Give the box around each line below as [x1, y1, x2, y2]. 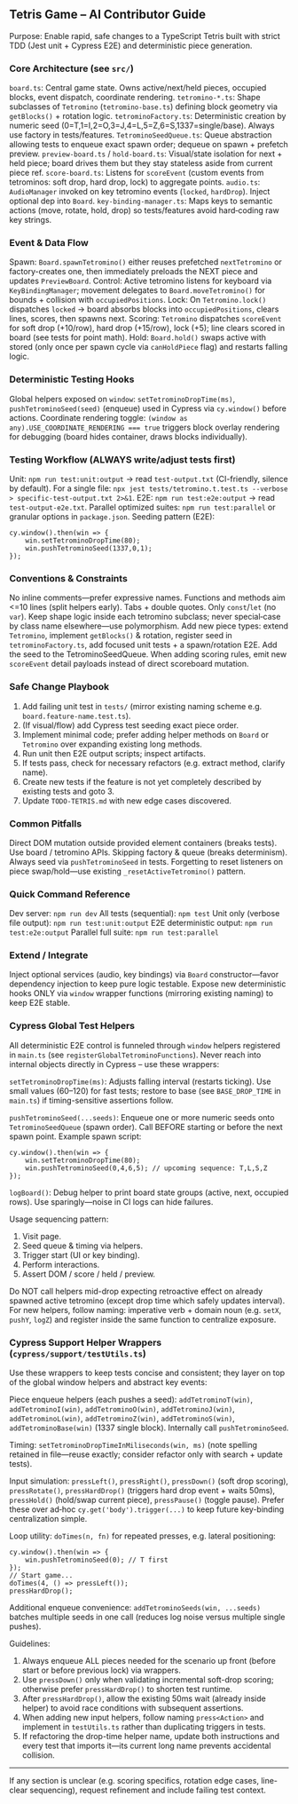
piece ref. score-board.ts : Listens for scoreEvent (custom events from [9, 168, 264, 178]
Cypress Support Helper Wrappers [9, 1336, 162, 1349]
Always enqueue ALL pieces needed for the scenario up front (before [21, 1656, 277, 1666]
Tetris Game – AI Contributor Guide [9, 7, 207, 22]
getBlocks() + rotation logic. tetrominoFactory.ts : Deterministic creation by [9, 111, 286, 122]
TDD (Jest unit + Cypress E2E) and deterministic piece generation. [9, 40, 253, 51]
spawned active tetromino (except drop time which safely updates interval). [9, 1295, 286, 1306]
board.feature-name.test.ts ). [21, 710, 131, 721]
